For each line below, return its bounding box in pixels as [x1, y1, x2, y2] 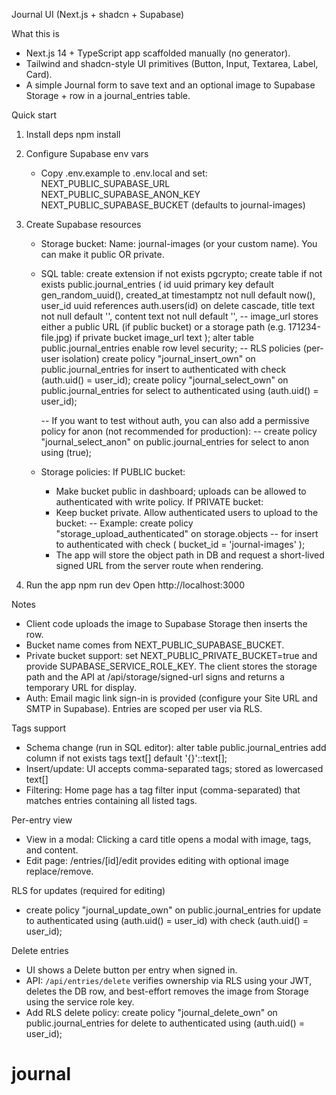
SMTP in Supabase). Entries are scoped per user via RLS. [25, 703, 263, 714]
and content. [25, 844, 79, 856]
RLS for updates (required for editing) [11, 885, 166, 896]
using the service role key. [25, 996, 135, 1008]
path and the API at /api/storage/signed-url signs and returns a [25, 671, 286, 683]
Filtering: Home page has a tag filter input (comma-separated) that [25, 784, 301, 796]
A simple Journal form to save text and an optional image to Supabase [25, 79, 316, 91]
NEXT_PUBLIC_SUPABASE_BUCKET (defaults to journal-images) [40, 199, 306, 211]
